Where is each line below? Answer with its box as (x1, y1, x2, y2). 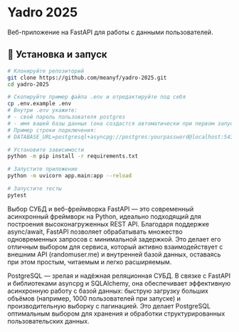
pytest (7, 192, 27, 199)
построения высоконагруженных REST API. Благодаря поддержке (7, 219, 210, 228)
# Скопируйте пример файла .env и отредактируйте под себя (7, 93, 186, 100)
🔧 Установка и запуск (7, 48, 107, 61)
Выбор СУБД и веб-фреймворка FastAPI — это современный (7, 204, 194, 213)
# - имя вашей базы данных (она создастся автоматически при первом (7, 120, 215, 127)
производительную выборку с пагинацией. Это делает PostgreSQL (7, 301, 211, 310)
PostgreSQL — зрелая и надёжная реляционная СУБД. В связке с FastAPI (7, 271, 231, 280)
